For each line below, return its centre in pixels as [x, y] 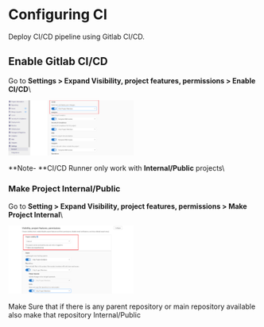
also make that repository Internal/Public [75, 314]
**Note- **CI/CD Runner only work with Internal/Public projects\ [116, 168]
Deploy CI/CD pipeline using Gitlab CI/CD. [77, 37]
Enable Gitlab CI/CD [58, 62]
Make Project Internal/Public [64, 189]
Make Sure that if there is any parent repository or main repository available [132, 306]
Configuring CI [58, 15]
